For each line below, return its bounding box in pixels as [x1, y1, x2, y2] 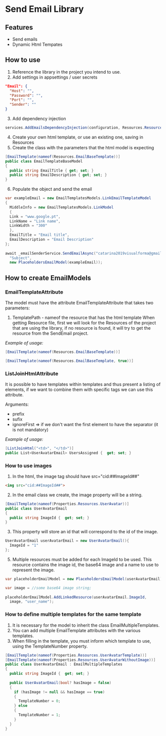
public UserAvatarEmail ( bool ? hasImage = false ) [9, 680, 112, 685]
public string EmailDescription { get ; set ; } [9, 173, 107, 177]
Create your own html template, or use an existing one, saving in [12, 134, 143, 140]
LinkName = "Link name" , [9, 218, 61, 223]
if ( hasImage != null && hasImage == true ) [14, 690, 105, 694]
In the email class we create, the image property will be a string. [12, 492, 143, 498]
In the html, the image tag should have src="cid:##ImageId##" [12, 474, 140, 479]
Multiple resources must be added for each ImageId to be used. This [12, 556, 152, 562]
